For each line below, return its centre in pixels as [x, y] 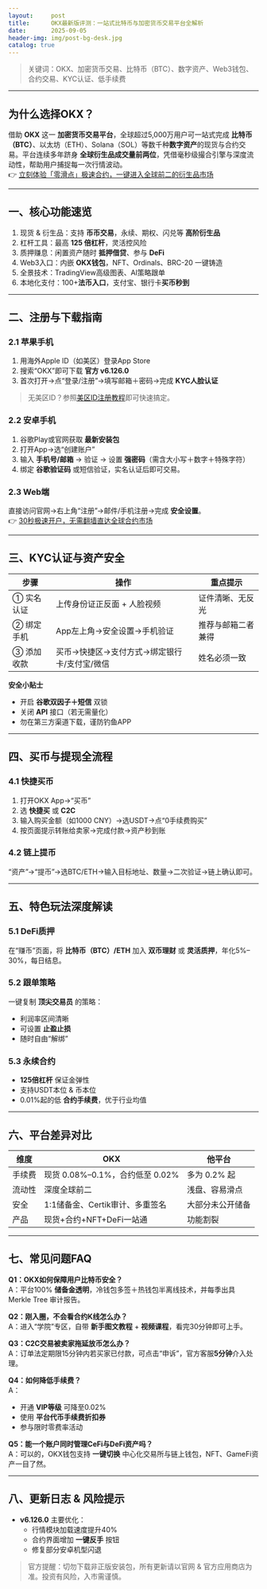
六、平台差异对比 [50, 1135]
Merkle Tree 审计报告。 [46, 1299]
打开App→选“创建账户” [57, 449]
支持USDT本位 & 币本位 [58, 1090]
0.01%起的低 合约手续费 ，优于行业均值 [83, 1100]
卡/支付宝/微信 [82, 664]
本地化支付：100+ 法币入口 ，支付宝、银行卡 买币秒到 [104, 282]
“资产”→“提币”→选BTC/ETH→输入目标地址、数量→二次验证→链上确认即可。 [132, 871]
